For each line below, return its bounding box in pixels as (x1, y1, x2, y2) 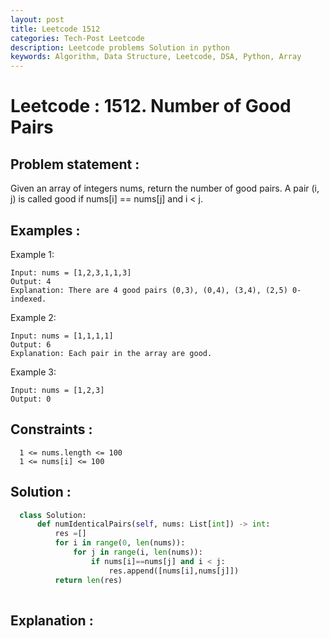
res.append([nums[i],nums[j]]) (108, 566, 240, 576)
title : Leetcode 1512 (10, 24, 101, 34)
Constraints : (10, 421, 93, 438)
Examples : (10, 222, 81, 239)
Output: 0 (10, 394, 52, 404)
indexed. (10, 294, 47, 304)
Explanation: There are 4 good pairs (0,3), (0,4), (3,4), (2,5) (10, 285, 288, 295)
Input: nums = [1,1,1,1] (10, 331, 114, 341)
